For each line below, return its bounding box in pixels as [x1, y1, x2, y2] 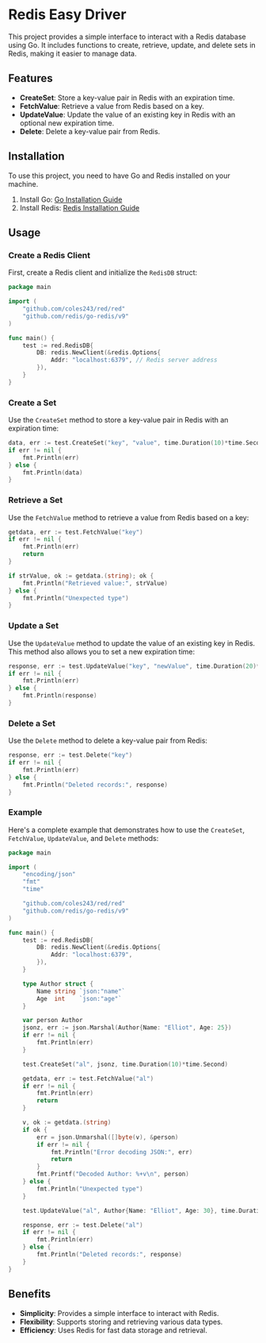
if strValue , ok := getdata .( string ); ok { [8, 572, 154, 580]
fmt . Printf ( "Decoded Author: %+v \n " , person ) [36, 1170, 190, 1179]
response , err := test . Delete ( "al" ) [22, 1221, 144, 1229]
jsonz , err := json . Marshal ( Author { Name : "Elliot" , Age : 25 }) [22, 1024, 232, 1032]
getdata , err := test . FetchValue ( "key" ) [8, 528, 144, 536]
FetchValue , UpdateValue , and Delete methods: [8, 833, 159, 843]
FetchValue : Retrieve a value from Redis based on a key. [19, 101, 204, 110]
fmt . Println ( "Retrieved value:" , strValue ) [22, 579, 169, 587]
